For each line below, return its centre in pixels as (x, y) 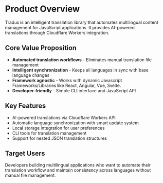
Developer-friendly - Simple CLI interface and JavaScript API (74, 90)
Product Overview (43, 9)
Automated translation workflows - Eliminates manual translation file (82, 60)
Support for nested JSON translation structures (59, 138)
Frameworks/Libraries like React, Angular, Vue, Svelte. (66, 85)
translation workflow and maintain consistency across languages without (78, 170)
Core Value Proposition (41, 48)
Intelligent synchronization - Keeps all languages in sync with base (80, 70)
